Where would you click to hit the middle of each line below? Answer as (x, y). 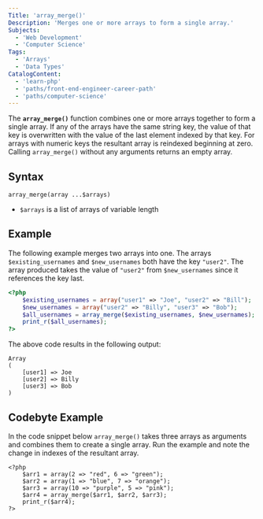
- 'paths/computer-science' (61, 96)
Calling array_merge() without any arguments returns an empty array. (120, 152)
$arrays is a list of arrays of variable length (89, 209)
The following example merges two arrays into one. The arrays (110, 253)
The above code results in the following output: (85, 344)
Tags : (17, 52)
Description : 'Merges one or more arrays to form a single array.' (121, 23)
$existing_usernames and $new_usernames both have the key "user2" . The (126, 261)
